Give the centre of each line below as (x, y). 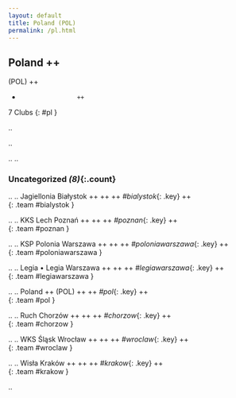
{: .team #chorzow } (41, 324)
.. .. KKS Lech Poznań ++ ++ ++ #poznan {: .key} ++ (93, 220)
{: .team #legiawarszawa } (51, 276)
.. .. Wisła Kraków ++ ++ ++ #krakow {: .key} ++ (86, 363)
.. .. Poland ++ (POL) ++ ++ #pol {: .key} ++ (78, 292)
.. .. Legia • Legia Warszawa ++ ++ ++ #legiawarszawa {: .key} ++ (116, 268)
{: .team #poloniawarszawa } (55, 253)
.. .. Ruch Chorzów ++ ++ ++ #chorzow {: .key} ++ (90, 315)
